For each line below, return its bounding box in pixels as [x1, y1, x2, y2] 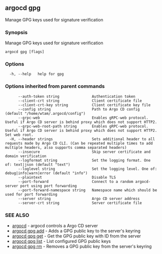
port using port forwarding [20, 183, 77, 188]
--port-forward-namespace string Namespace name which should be [17, 187, 158, 193]
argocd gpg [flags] [5, 50, 45, 54]
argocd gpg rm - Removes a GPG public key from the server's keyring [12, 243, 152, 249]
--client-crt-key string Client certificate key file [17, 102, 151, 108]
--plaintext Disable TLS [17, 175, 116, 180]
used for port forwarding [5, 192, 57, 197]
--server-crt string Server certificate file [17, 200, 142, 205]
